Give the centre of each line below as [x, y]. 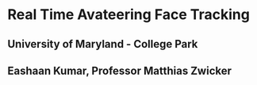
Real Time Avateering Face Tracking [129, 15]
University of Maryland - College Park [103, 44]
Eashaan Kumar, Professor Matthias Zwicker [119, 70]
